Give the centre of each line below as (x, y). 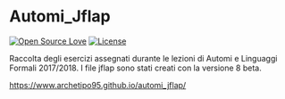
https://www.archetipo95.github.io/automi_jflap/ (98, 85)
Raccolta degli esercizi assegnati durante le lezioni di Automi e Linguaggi (143, 58)
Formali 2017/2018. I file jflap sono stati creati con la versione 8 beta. (135, 68)
